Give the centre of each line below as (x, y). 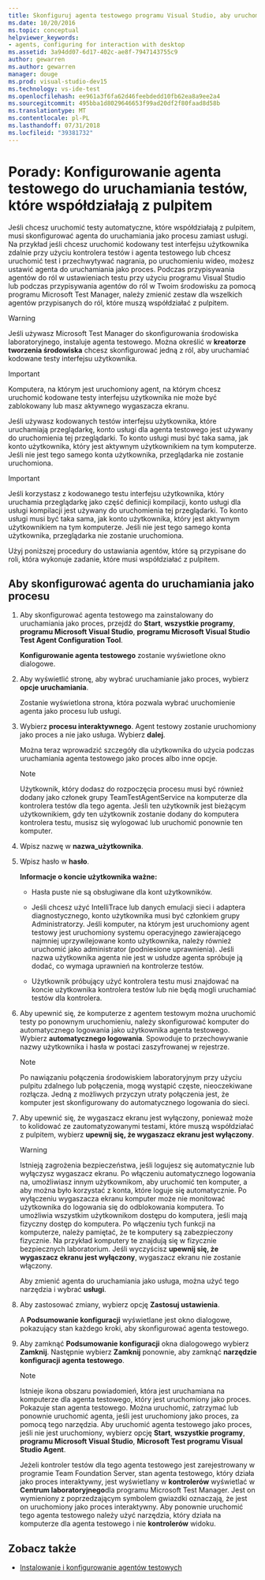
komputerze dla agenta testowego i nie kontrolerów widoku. (118, 1524)
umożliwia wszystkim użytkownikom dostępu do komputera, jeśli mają (133, 1216)
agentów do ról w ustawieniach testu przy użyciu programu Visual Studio (127, 278)
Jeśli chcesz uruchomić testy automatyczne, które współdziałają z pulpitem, (132, 227)
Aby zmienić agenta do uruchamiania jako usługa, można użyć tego (129, 1281)
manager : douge (33, 74)
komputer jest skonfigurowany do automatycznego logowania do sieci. (134, 1103)
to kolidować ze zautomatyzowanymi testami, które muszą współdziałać (137, 1126)
